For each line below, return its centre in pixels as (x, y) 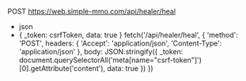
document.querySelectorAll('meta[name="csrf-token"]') (110, 60)
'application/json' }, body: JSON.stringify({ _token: (101, 52)
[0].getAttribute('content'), (62, 68)
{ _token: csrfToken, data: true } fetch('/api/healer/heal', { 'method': (129, 35)
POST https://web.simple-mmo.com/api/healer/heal (91, 11)
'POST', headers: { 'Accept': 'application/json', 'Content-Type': (120, 43)
